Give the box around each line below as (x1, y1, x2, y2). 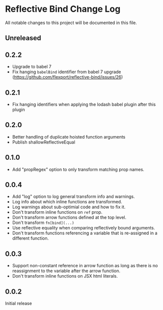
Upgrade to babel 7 (12, 64, 52, 70)
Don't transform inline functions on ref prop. (12, 209, 103, 215)
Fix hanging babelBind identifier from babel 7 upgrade (12, 69, 121, 75)
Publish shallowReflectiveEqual (12, 139, 75, 145)
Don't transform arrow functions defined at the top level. (12, 215, 127, 221)
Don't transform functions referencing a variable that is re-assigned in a (12, 230, 158, 236)
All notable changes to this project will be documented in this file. (5, 20, 137, 26)
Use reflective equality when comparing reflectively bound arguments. (12, 225, 155, 231)
